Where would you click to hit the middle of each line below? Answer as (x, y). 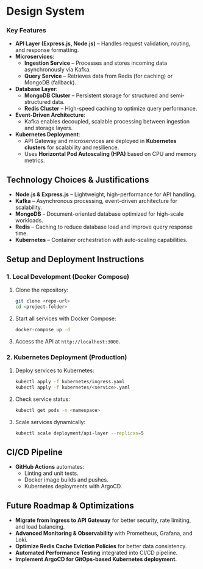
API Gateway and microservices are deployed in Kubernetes (100, 141)
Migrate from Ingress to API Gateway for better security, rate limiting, (103, 520)
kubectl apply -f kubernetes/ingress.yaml (70, 381)
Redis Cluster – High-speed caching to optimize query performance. (111, 109)
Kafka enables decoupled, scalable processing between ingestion (107, 122)
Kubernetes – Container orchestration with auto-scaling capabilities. (101, 240)
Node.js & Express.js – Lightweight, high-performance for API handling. (105, 194)
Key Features (27, 31)
